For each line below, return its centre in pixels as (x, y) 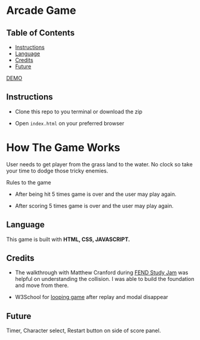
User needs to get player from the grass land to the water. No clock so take (99, 164)
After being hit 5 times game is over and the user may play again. (95, 194)
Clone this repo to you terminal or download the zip (79, 112)
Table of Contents (41, 33)
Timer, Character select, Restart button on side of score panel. (84, 331)
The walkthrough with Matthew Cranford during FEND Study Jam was (102, 272)
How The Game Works (63, 148)
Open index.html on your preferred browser (70, 123)
